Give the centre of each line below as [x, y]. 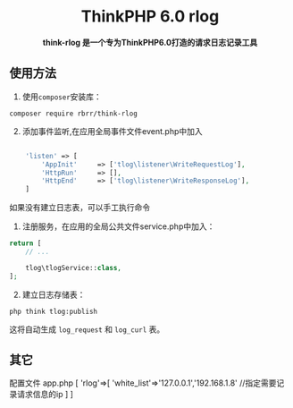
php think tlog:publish [54, 311]
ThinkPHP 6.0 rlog [150, 17]
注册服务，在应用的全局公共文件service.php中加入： [118, 226]
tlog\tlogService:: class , [74, 268]
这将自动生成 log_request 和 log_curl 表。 [87, 329]
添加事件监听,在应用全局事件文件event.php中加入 [112, 131]
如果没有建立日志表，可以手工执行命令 [80, 208]
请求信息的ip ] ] [45, 395]
